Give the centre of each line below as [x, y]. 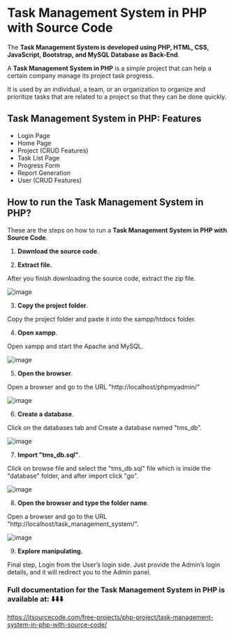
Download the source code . [58, 251]
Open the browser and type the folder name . [83, 503]
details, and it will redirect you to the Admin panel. [79, 572]
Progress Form [39, 165]
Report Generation [44, 172]
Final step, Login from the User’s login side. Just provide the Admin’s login [114, 565]
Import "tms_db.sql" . [49, 455]
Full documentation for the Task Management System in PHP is [116, 590]
